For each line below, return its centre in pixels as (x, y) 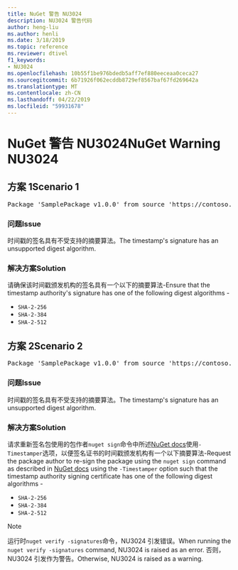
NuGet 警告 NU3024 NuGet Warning (114, 144)
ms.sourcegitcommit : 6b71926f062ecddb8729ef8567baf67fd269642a (103, 80)
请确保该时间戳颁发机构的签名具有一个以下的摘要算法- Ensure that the (109, 285)
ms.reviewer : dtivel (38, 54)
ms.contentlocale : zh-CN (44, 93)
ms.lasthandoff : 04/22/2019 (49, 100)
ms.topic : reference (38, 47)
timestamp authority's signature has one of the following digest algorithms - (118, 293)
